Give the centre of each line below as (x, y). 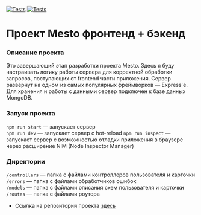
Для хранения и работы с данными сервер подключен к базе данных (96, 91)
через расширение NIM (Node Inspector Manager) (70, 146)
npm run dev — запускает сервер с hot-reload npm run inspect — (88, 133)
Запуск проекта (31, 114)
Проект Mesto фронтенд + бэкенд (96, 34)
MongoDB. (20, 98)
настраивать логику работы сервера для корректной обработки (89, 72)
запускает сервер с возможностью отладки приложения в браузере (95, 140)
